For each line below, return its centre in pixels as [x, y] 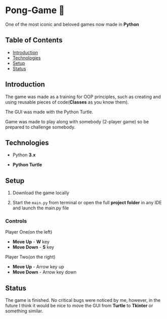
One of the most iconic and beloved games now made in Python [72, 24]
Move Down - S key [33, 247]
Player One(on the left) [29, 232]
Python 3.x [24, 155]
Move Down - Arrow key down [44, 272]
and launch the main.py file [41, 208]
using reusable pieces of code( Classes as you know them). [67, 102]
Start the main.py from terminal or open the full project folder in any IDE [87, 203]
